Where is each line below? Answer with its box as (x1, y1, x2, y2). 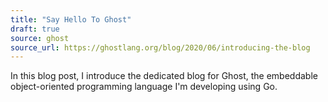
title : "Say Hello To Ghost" (10, 14, 132, 25)
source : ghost (10, 33, 70, 43)
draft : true (10, 24, 60, 34)
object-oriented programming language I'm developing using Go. (10, 81, 278, 93)
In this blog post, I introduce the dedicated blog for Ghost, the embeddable (10, 70, 318, 82)
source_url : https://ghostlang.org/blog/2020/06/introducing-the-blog (10, 42, 311, 53)
